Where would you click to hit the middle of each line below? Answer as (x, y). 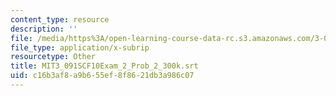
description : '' (44, 29)
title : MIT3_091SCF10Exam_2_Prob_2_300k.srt (104, 66)
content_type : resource (60, 19)
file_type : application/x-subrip (80, 47)
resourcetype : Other (53, 57)
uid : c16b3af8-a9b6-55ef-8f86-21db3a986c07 (102, 76)
